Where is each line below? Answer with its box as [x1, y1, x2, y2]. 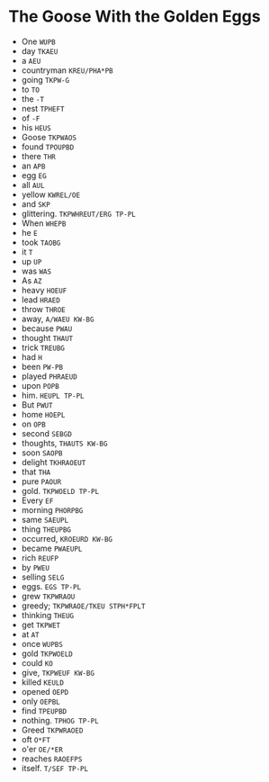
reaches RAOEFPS [21, 753, 83, 764]
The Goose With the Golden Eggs [8, 6, 262, 27]
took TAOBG [21, 237, 61, 247]
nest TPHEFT [21, 103, 65, 113]
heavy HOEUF [21, 284, 67, 295]
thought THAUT [21, 332, 74, 343]
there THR [21, 150, 56, 161]
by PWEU [21, 562, 50, 572]
